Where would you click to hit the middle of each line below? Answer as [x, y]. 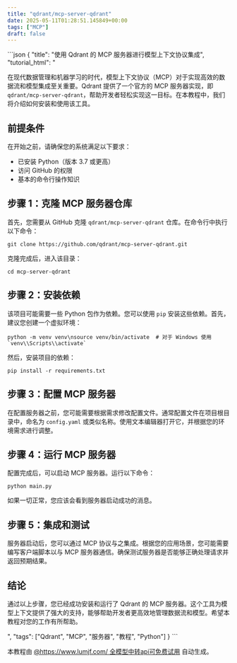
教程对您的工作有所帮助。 [44, 621]
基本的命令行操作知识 [48, 179]
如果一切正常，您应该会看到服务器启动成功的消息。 [81, 500]
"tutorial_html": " [31, 63]
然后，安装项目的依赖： [41, 357]
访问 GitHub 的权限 [45, 171]
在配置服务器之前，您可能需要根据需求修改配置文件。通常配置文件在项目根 [115, 413]
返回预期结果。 [29, 561]
